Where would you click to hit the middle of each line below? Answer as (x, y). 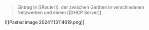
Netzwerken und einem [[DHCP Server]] (59, 12)
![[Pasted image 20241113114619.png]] (45, 22)
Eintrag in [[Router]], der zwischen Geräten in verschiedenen (81, 7)
